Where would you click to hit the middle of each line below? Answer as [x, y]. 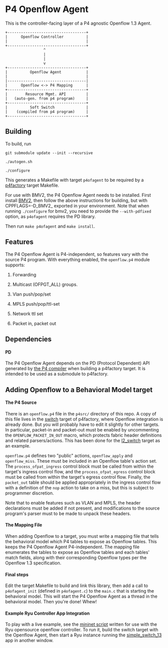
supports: [15, 265]
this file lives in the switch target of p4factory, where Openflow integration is [84, 419]
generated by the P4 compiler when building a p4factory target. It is [75, 369]
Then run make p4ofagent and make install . [50, 226]
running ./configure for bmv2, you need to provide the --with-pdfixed [78, 211]
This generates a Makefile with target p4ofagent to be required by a [74, 180]
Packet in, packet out [34, 323]
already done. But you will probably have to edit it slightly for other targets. [82, 424]
